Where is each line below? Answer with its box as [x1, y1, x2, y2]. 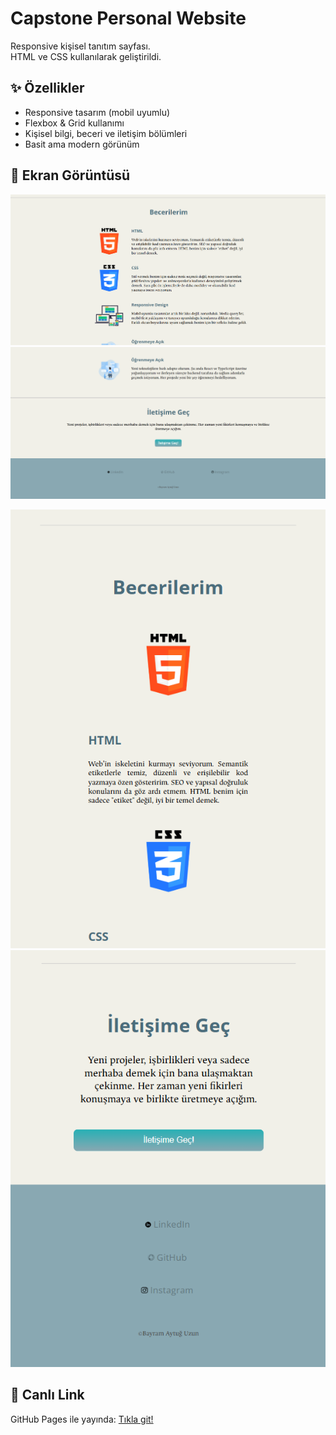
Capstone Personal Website [10, 7, 247, 30]
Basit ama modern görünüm [24, 138, 140, 150]
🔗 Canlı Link [10, 1387, 85, 1404]
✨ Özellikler [10, 80, 85, 97]
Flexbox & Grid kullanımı [24, 117, 125, 129]
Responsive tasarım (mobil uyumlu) [24, 106, 171, 118]
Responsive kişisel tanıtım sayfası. [10, 40, 151, 52]
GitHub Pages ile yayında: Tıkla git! [10, 1413, 154, 1425]
